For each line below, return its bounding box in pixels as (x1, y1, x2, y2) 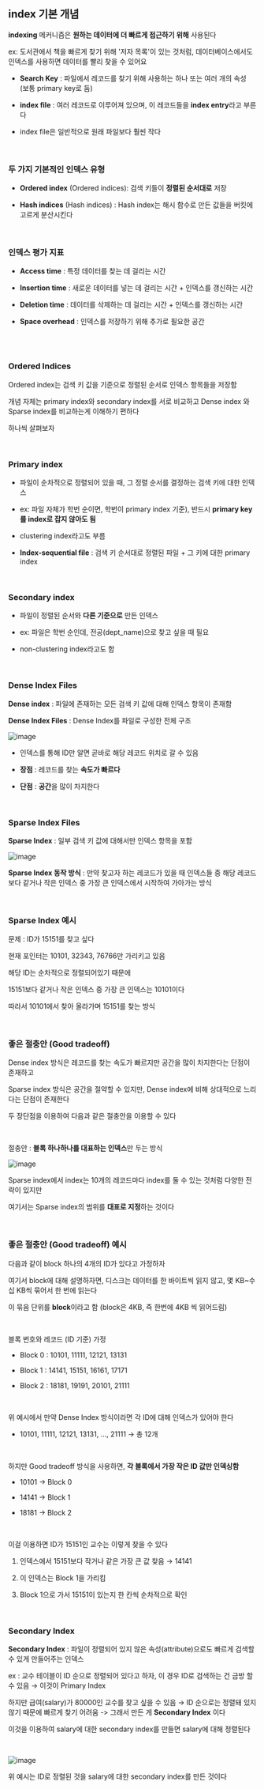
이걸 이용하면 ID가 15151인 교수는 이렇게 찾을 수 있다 (8, 1539, 168, 1549)
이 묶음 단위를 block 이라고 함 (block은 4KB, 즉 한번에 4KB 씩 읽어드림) (8, 1302, 227, 1312)
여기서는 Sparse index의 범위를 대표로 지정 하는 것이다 (8, 1202, 175, 1212)
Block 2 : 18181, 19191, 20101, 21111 (19, 1380, 130, 1390)
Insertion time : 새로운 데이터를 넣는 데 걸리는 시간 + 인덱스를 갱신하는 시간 (19, 283, 254, 293)
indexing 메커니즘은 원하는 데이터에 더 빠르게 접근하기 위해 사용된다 (8, 30, 217, 40)
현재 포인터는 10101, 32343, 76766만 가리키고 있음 (8, 951, 165, 961)
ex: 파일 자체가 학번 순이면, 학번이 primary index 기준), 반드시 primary (19, 504, 239, 514)
